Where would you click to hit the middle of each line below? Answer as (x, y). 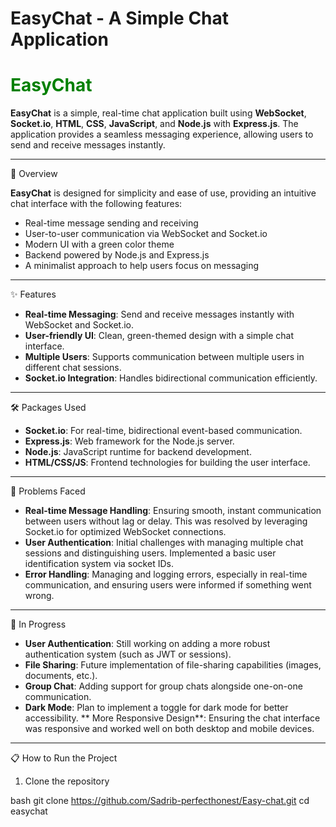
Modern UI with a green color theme (99, 244)
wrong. (39, 596)
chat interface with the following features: (96, 204)
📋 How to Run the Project (64, 758)
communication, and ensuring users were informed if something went (168, 585)
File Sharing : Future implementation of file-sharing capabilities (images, (173, 665)
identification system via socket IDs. (99, 564)
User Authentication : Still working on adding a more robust (147, 644)
